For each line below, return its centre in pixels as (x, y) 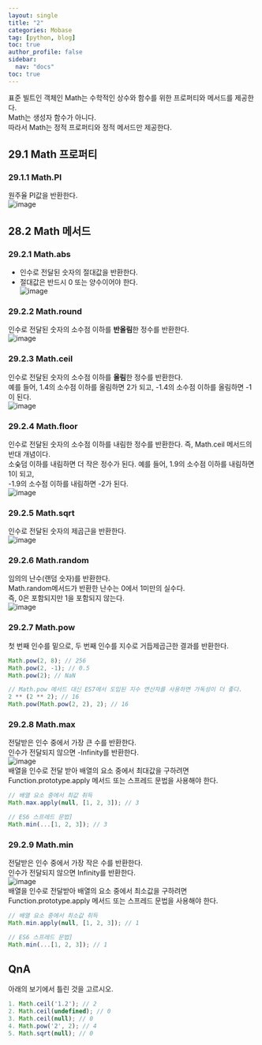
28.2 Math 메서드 (50, 231)
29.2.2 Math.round (45, 311)
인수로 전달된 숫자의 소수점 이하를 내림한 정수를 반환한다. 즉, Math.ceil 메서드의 (130, 444)
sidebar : (22, 60)
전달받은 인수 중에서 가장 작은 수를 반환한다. (76, 863)
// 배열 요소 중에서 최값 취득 (51, 796)
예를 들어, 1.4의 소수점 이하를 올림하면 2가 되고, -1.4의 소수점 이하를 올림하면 (126, 386)
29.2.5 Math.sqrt (41, 513)
